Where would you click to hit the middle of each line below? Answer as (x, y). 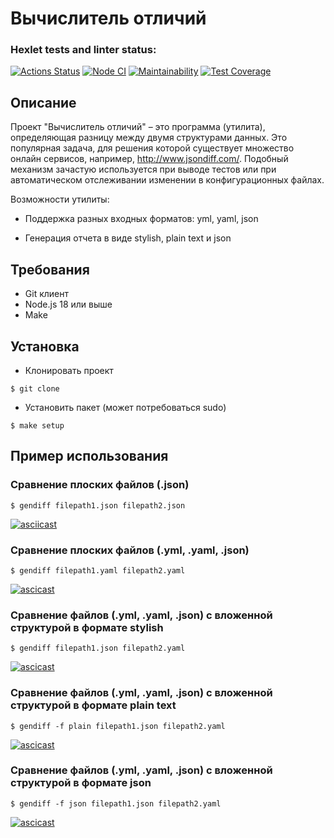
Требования (50, 269)
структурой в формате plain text (93, 705)
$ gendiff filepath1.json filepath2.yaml (98, 648)
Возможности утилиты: (60, 199)
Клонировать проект (69, 370)
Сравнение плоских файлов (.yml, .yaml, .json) (130, 550)
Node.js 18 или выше (68, 304)
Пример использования (89, 456)
